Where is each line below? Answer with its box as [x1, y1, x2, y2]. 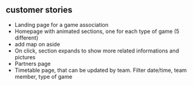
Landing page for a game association [14, 21, 108, 28]
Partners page [14, 60, 51, 67]
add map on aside [14, 40, 61, 48]
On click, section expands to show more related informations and [14, 47, 179, 54]
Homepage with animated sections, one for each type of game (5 [14, 27, 180, 35]
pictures [14, 53, 36, 60]
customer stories [6, 5, 73, 15]
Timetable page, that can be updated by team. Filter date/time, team [14, 66, 187, 74]
